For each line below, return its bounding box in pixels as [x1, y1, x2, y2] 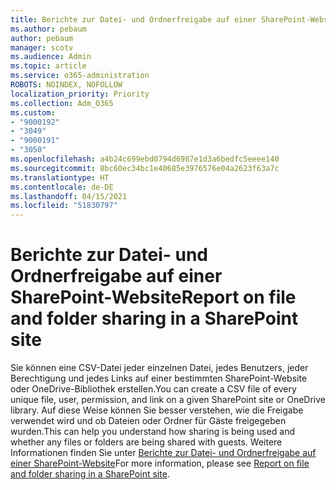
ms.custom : [10, 107, 56, 118]
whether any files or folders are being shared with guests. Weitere [10, 436, 283, 448]
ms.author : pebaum [10, 24, 87, 34]
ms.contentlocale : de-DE [10, 182, 114, 192]
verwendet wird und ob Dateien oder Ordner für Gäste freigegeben [10, 415, 287, 427]
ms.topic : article [10, 61, 87, 71]
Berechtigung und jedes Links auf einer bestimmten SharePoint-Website [10, 372, 308, 385]
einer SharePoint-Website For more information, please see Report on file [10, 457, 310, 470]
